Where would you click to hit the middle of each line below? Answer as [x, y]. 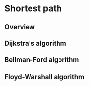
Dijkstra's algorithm [36, 43]
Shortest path [33, 9]
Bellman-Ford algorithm [42, 60]
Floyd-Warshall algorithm [44, 77]
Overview [20, 27]
